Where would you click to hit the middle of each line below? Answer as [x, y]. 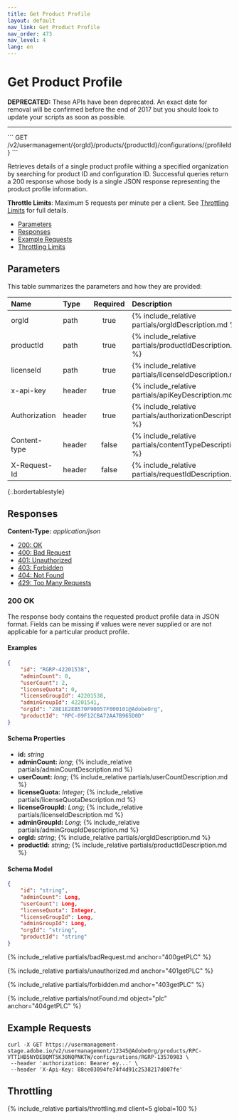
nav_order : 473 [30, 34]
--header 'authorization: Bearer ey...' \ [74, 1063]
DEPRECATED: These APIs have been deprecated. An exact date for [107, 102]
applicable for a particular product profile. [69, 631]
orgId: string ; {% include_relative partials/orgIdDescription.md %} [114, 838]
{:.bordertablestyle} [36, 491]
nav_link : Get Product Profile [54, 27]
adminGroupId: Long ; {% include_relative [79, 823]
